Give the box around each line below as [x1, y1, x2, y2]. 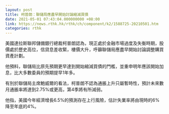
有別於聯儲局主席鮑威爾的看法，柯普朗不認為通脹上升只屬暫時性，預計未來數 [5, 80, 164, 86]
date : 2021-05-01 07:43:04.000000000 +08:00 [5, 16, 100, 21]
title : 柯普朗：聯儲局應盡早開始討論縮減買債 [5, 12, 89, 17]
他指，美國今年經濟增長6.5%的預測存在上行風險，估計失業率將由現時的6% [5, 97, 160, 103]
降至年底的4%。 [5, 103, 39, 109]
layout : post [5, 7, 33, 12]
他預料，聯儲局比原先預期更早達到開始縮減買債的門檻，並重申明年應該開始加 [5, 63, 164, 69]
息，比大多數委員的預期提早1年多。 [5, 69, 78, 75]
